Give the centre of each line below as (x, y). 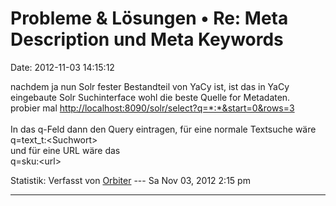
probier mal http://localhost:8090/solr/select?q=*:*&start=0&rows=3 (152, 108)
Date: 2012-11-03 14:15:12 (62, 67)
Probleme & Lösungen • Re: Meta (149, 18)
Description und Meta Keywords (147, 39)
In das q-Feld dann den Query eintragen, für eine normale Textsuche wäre (163, 129)
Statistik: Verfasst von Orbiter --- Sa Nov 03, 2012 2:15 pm (130, 180)
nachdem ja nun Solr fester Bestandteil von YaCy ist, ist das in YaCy (150, 86)
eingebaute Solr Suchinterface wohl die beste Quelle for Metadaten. (150, 97)
